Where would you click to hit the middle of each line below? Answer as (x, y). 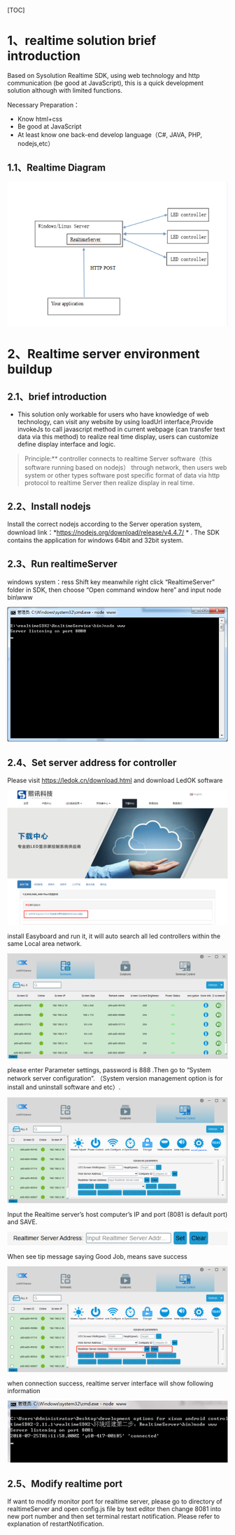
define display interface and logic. (66, 444)
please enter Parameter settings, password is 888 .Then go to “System (109, 1070)
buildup (30, 370)
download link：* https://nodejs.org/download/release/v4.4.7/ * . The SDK (114, 532)
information (24, 1390)
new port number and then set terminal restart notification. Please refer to (114, 1516)
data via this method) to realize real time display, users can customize (118, 436)
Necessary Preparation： (44, 105)
